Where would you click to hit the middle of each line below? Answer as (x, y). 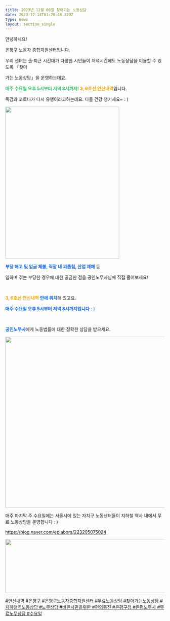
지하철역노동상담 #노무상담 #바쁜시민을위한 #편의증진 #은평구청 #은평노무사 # (83, 607)
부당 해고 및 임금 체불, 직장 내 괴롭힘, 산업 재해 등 (53, 267)
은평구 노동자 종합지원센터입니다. (38, 50)
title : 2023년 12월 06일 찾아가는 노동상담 (46, 10)
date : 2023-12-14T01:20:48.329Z (39, 15)
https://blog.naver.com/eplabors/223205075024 (56, 532)
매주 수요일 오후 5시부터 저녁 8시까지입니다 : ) (50, 309)
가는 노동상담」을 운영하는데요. (36, 78)
